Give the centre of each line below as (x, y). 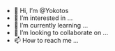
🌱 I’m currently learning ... (51, 25)
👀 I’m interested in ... (43, 18)
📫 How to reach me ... (46, 40)
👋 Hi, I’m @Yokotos (41, 11)
